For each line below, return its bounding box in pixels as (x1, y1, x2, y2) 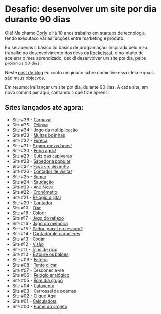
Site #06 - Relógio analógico (12, 272, 70, 278)
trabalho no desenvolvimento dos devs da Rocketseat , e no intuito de (5, 50, 144, 56)
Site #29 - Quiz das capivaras (12, 153, 72, 159)
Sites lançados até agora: (5, 104, 84, 112)
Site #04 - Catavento (12, 282, 54, 289)
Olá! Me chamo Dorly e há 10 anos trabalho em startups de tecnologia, (5, 30, 146, 36)
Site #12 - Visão (12, 241, 44, 247)
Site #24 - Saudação (12, 179, 54, 185)
